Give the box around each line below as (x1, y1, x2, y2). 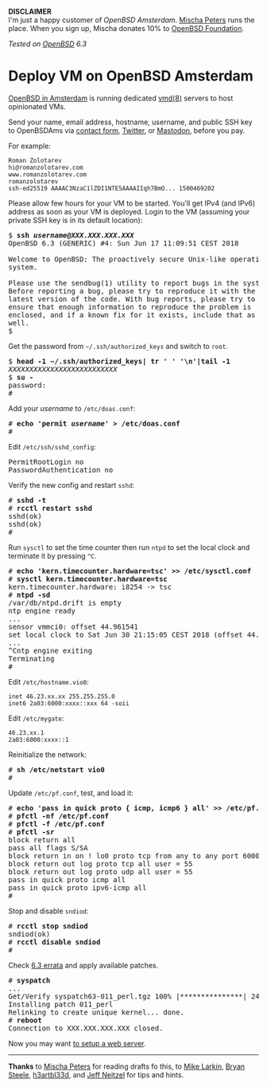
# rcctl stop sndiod (8, 921, 89, 931)
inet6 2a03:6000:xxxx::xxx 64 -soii (8, 699, 130, 708)
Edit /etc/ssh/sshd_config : (8, 441, 97, 451)
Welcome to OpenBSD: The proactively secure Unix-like (8, 254, 226, 264)
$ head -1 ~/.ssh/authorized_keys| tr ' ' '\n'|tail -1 (8, 356, 230, 366)
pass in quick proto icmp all (8, 875, 126, 884)
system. (8, 262, 38, 272)
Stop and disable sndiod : (8, 906, 89, 916)
